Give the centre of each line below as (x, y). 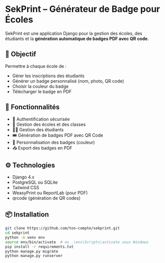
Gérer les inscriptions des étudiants (48, 76)
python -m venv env (25, 237)
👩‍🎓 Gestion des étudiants (38, 129)
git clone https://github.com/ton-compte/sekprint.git (63, 228)
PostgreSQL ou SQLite (35, 182)
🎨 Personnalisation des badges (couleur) (53, 142)
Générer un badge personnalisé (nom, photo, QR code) (68, 81)
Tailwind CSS (26, 188)
